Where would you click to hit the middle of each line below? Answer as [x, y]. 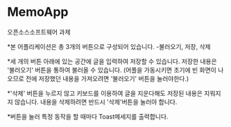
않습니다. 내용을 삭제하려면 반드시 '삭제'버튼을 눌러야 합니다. [96, 101]
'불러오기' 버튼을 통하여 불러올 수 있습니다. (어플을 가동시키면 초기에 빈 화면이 [112, 70]
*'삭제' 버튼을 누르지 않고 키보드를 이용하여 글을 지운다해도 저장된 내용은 [105, 93]
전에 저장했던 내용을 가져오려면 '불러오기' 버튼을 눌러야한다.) [107, 78]
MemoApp [38, 12]
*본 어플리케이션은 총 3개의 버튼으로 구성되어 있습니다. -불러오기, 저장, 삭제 [109, 46]
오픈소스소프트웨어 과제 [39, 32]
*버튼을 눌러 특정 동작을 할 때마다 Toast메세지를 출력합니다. [88, 116]
